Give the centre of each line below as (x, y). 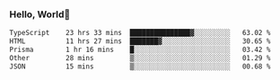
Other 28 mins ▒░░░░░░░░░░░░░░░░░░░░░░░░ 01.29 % (140, 58)
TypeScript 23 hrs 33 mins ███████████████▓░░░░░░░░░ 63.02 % (140, 33)
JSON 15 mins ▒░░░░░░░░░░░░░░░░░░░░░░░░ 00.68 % (140, 67)
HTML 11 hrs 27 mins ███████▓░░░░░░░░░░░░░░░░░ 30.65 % (140, 41)
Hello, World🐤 (40, 14)
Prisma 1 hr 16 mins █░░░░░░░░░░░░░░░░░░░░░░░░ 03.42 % (140, 50)
